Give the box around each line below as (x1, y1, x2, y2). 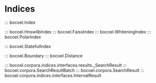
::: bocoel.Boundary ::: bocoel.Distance (4, 52, 83, 59)
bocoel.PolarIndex (4, 34, 41, 40)
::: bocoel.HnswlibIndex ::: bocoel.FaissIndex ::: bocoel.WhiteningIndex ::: (4, 29, 152, 34)
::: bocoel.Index (4, 19, 36, 25)
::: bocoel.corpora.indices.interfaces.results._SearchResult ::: (4, 62, 127, 68)
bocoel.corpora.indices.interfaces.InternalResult (4, 72, 101, 78)
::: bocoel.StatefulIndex (4, 43, 52, 49)
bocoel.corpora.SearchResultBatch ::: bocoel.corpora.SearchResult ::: (4, 67, 145, 73)
